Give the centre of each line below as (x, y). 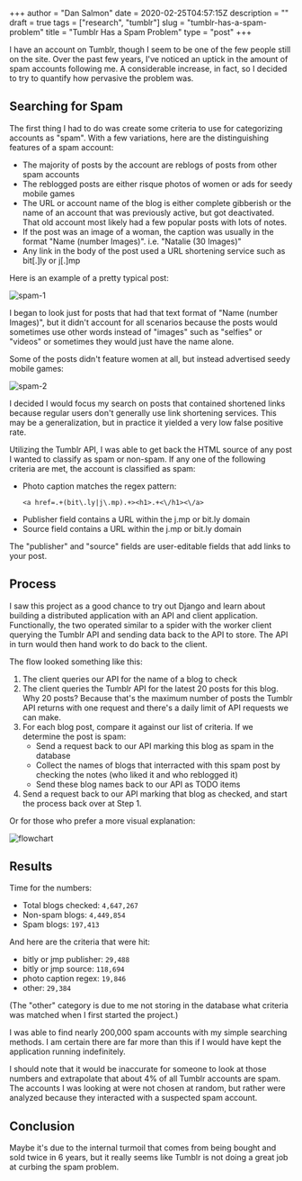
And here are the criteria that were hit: (80, 942)
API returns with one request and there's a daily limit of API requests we (155, 708)
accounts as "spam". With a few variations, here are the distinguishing (139, 138)
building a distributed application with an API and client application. (134, 615)
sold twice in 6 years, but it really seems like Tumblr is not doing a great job (149, 1158)
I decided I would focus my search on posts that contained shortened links (147, 403)
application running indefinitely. (67, 1051)
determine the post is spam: (74, 736)
